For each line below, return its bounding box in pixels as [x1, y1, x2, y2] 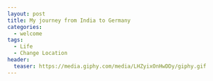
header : [7, 56, 30, 63]
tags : [7, 37, 23, 44]
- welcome [13, 30, 42, 37]
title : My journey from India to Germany [7, 17, 131, 24]
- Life [13, 43, 33, 50]
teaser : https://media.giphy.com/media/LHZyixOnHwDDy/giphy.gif [13, 63, 207, 70]
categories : [7, 23, 42, 30]
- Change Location [13, 50, 68, 57]
